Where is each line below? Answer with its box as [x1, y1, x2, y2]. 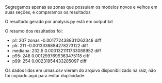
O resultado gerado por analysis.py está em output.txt [5, 19, 113, 24]
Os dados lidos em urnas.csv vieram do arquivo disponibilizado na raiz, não [5, 67, 156, 73]
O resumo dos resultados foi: [5, 28, 63, 33]
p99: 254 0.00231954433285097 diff [12, 58, 87, 64]
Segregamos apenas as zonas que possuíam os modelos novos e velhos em [5, 4, 158, 10]
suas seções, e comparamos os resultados [5, 9, 91, 15]
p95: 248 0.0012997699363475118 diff [12, 53, 90, 59]
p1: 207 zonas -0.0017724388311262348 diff [12, 37, 102, 43]
